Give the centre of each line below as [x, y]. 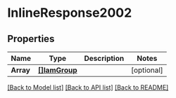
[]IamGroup [57, 70]
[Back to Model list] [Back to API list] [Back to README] [88, 87]
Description [104, 58]
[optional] [147, 70]
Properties [31, 39]
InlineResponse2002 [70, 13]
